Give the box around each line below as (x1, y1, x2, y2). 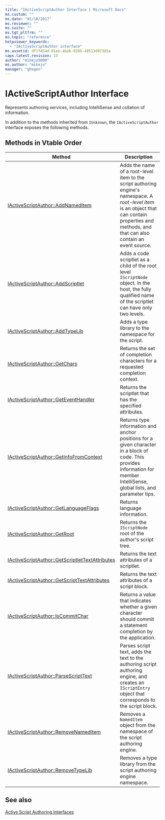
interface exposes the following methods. (5, 124, 89, 130)
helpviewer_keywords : (5, 39, 50, 44)
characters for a (120, 357, 157, 364)
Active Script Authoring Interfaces (5, 809, 74, 815)
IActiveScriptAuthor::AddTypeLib (7, 328, 83, 335)
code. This (120, 453, 144, 460)
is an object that (120, 205, 157, 212)
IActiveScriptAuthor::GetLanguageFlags (7, 504, 99, 511)
